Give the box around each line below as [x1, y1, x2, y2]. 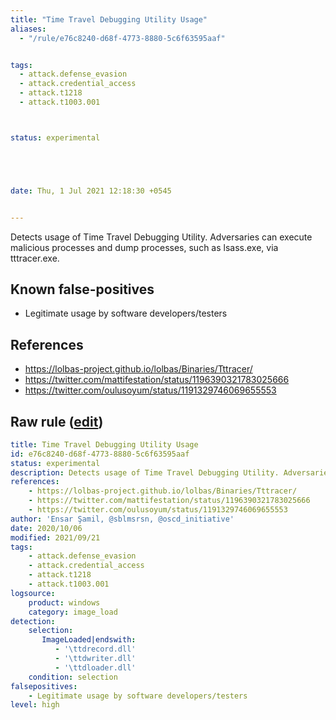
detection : [10, 616, 56, 626]
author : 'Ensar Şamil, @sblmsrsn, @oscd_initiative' [10, 514, 235, 524]
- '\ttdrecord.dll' [54, 644, 137, 655]
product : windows [28, 597, 101, 608]
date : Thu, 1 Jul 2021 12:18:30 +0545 [10, 186, 172, 196]
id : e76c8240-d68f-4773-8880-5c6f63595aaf [10, 449, 190, 459]
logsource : [10, 588, 56, 598]
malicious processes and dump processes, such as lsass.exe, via [10, 241, 279, 253]
